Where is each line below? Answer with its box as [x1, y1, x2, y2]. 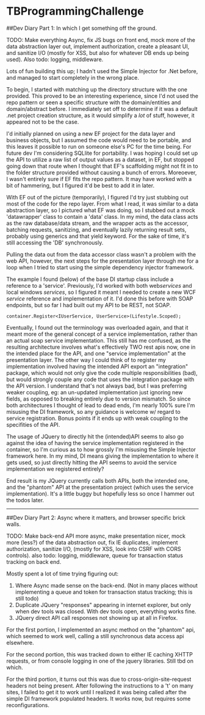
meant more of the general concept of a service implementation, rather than [6, 330, 198, 338]
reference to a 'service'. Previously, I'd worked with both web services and [6, 282, 192, 289]
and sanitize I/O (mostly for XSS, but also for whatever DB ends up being [6, 49, 189, 56]
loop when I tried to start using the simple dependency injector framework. [6, 263, 194, 271]
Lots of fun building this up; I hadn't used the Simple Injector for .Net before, [6, 67, 198, 74]
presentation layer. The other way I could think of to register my [6, 356, 166, 363]
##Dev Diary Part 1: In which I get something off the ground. [6, 24, 157, 32]
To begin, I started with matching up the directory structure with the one [6, 85, 188, 93]
